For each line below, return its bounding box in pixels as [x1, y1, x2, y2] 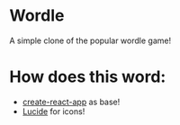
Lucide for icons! [22, 105, 85, 117]
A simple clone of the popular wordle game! [9, 35, 172, 46]
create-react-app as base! [22, 96, 121, 107]
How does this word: [9, 67, 166, 87]
